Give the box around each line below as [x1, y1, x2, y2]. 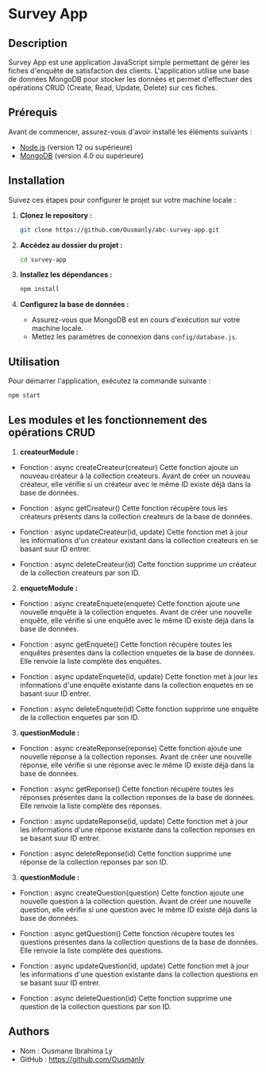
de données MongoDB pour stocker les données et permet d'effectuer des [8, 75, 253, 84]
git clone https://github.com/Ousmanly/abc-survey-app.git [19, 226, 220, 234]
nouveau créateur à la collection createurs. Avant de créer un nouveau [19, 471, 251, 480]
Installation [8, 174, 65, 188]
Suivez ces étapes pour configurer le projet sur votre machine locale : [8, 195, 237, 204]
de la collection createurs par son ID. [19, 568, 141, 577]
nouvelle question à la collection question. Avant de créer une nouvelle [19, 896, 252, 906]
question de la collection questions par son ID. [19, 1001, 172, 1011]
